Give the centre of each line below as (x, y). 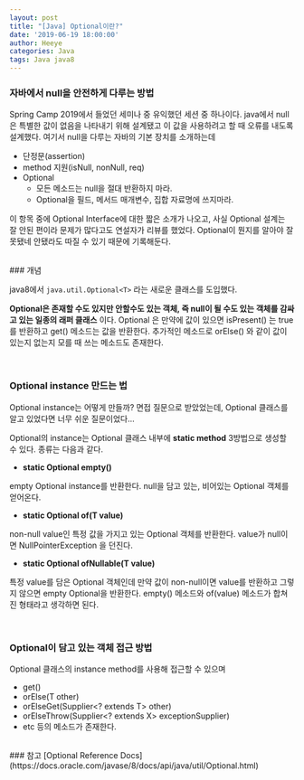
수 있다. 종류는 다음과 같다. (57, 449)
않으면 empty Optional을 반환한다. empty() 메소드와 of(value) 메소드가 (145, 593)
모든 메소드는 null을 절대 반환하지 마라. (104, 188)
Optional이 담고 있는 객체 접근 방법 (81, 647)
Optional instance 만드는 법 (69, 386)
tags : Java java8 (42, 60)
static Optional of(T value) (73, 515)
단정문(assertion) (54, 156)
